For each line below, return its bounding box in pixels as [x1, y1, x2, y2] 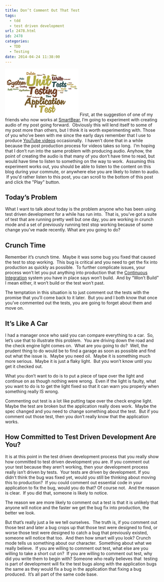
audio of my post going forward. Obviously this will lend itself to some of [5, 122, 153, 128]
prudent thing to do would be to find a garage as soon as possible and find [5, 348, 156, 354]
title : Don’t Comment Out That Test [5, 8, 80, 13]
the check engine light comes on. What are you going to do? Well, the [5, 342, 148, 348]
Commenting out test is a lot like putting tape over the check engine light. [5, 398, 153, 403]
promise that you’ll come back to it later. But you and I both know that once [5, 295, 158, 301]
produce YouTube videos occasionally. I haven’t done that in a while [5, 137, 143, 143]
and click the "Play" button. [5, 179, 60, 185]
